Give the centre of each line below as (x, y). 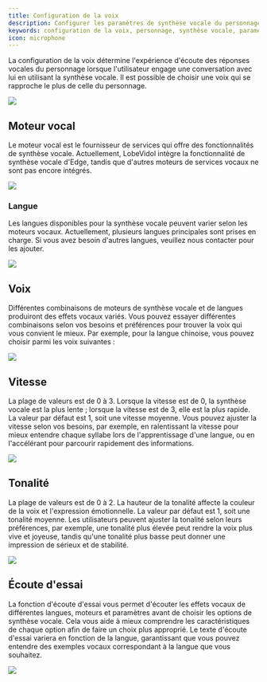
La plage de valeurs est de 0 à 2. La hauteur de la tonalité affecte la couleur (132, 502)
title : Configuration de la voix (64, 16)
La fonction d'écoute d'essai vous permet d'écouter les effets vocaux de (127, 604)
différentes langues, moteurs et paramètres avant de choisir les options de (130, 612)
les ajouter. (26, 249)
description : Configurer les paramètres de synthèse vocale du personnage (135, 23)
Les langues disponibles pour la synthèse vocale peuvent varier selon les (128, 223)
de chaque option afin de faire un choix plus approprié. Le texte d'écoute (128, 629)
